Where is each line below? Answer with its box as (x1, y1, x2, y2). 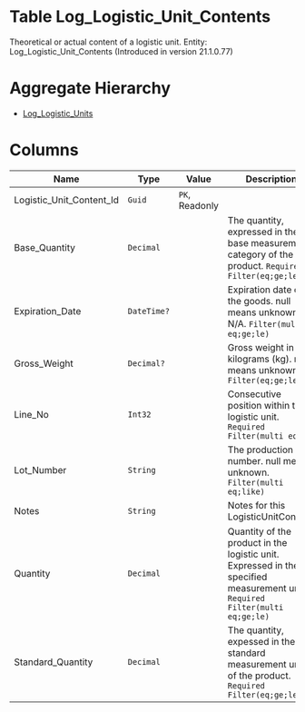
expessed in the (227, 635, 296, 648)
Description (245, 173, 298, 185)
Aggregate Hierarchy (9, 78, 171, 99)
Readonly (178, 199, 220, 212)
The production (227, 443, 293, 456)
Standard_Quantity (14, 656, 93, 668)
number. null (227, 454, 281, 467)
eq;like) (227, 486, 266, 497)
